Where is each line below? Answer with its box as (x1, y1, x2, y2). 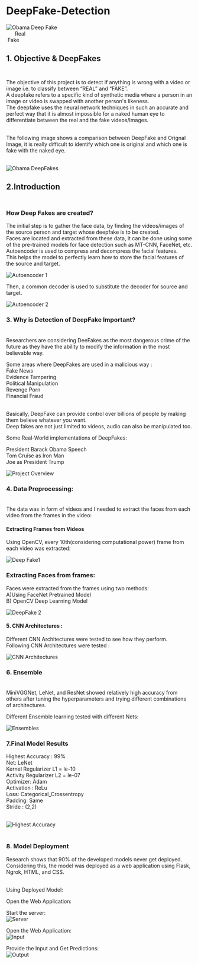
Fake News (6, 367, 34, 374)
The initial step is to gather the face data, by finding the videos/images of (6, 222, 184, 230)
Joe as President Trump (6, 458, 64, 465)
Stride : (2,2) (6, 803, 37, 810)
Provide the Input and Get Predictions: (6, 944, 99, 952)
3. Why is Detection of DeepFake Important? (6, 316, 136, 324)
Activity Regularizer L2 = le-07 (6, 772, 81, 779)
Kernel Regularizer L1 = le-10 (6, 765, 76, 772)
